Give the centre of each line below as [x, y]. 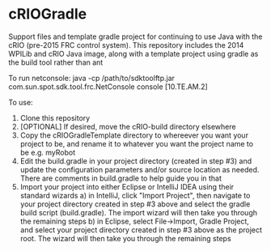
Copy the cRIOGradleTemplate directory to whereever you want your [134, 135]
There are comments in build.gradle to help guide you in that [121, 178]
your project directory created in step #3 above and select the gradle [135, 204]
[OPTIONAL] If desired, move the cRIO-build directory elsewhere [128, 126]
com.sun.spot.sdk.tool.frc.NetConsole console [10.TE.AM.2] [108, 87]
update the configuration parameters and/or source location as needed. [140, 169]
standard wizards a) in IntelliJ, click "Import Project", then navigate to [135, 195]
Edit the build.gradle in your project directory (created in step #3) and [136, 161]
